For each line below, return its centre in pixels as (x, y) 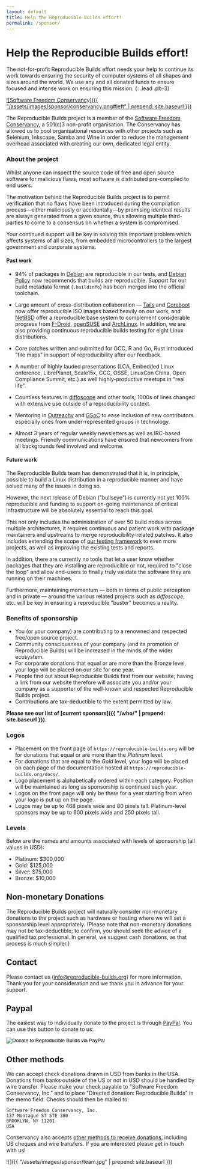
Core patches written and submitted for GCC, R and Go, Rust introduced (104, 348)
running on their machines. (40, 578)
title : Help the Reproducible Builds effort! (64, 17)
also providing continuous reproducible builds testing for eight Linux (99, 330)
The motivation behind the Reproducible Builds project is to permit (88, 197)
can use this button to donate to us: (50, 1029)
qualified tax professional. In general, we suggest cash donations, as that (97, 937)
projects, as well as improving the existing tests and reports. (80, 548)
